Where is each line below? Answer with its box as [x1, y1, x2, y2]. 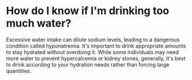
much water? [6, 16, 72, 30]
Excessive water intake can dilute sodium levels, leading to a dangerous [6, 36, 180, 43]
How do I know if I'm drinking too [6, 4, 169, 18]
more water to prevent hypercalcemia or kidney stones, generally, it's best [6, 55, 186, 62]
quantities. [6, 67, 32, 74]
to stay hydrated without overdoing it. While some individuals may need [6, 48, 179, 55]
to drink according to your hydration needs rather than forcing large [6, 61, 170, 68]
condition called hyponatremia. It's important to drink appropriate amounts [6, 42, 186, 49]
